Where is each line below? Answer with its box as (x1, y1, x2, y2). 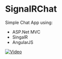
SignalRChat (5, 3, 57, 15)
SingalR (12, 34, 28, 40)
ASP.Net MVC (12, 29, 41, 35)
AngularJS (12, 39, 33, 45)
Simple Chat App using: (5, 20, 53, 25)
